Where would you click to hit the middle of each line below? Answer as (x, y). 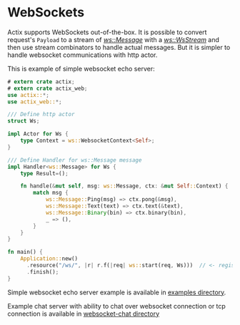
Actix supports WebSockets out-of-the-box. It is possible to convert (107, 32)
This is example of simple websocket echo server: (81, 68)
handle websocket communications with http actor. (82, 55)
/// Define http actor (41, 115)
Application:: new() (49, 259)
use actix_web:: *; (35, 102)
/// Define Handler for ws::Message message (75, 160)
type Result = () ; (45, 173)
